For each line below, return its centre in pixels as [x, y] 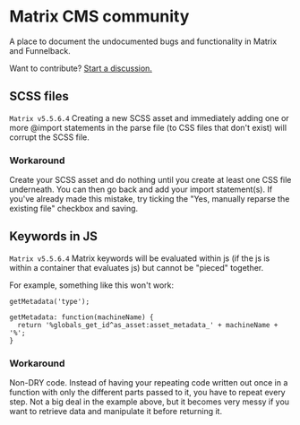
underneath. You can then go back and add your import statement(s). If [141, 189]
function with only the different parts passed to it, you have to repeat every [147, 393]
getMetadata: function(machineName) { [81, 317]
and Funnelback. [40, 50]
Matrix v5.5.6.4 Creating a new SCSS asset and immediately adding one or [149, 117]
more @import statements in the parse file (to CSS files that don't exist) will [148, 127]
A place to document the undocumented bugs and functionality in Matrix [143, 41]
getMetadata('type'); [50, 301]
